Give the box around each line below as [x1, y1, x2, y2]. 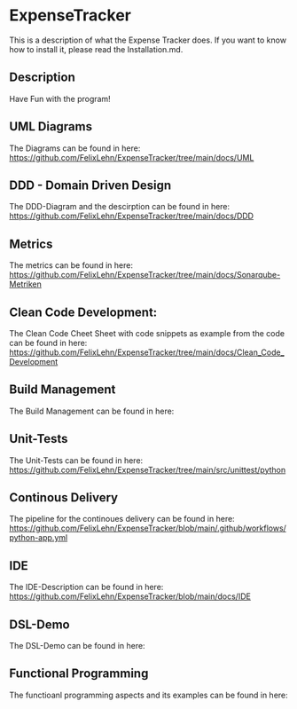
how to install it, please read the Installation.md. [9, 43, 184, 54]
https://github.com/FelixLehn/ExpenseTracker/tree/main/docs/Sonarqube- [9, 270, 281, 280]
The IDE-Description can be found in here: [9, 582, 164, 593]
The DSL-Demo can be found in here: [9, 641, 145, 651]
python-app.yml [9, 532, 68, 543]
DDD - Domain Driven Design [9, 177, 172, 193]
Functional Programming [9, 666, 149, 681]
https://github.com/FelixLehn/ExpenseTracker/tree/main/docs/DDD [9, 210, 254, 222]
